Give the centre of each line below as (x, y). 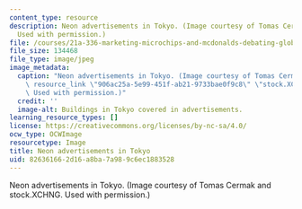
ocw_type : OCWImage (46, 135)
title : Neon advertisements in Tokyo (80, 151)
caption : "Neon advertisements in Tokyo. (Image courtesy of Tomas (147, 76)
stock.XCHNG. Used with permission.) (80, 195)
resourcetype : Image (48, 143)
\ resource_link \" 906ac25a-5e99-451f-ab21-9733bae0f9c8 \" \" (144, 84)
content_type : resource (54, 17)
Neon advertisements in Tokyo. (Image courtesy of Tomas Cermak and (140, 185)
